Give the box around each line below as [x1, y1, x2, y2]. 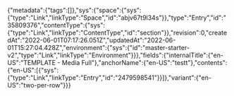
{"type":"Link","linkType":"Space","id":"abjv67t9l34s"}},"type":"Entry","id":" [7, 13, 227, 22]
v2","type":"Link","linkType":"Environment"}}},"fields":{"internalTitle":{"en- [7, 51, 224, 59]
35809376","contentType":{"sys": [7, 21, 106, 29]
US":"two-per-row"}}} [7, 81, 72, 89]
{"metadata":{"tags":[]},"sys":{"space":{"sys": [7, 6, 142, 14]
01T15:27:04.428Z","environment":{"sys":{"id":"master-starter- [7, 44, 190, 52]
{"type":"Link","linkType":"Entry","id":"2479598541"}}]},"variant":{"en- [7, 73, 211, 82]
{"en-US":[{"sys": [7, 66, 58, 74]
